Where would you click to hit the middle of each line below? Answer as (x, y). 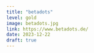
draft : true (21, 40)
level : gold (21, 18)
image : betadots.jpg (33, 23)
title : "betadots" (30, 12)
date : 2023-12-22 (28, 35)
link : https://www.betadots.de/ (47, 29)
